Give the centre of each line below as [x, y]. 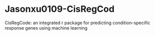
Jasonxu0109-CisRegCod [60, 9]
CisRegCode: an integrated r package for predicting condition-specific [77, 23]
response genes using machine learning [46, 28]
